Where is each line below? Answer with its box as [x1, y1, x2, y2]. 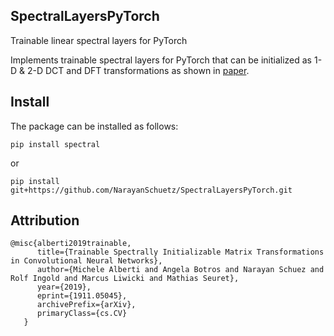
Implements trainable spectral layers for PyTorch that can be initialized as [10, 54, 313, 66]
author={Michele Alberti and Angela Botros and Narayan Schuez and [36, 265, 325, 275]
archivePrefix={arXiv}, [36, 300, 137, 310]
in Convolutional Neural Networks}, [10, 256, 163, 266]
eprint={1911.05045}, [36, 291, 128, 301]
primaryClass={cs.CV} [36, 309, 128, 319]
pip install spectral [10, 139, 101, 149]
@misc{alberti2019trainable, [10, 239, 132, 249]
